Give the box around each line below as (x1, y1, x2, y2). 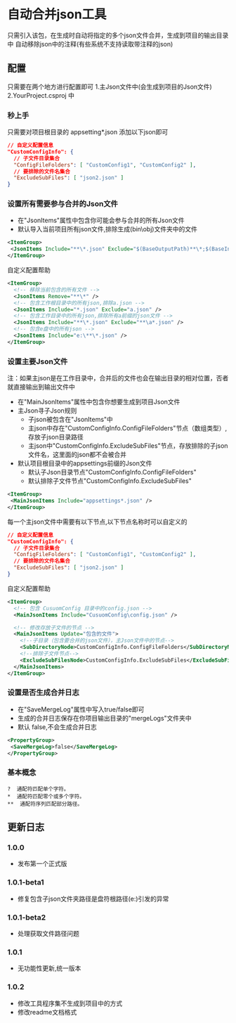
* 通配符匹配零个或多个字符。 (7, 792, 86, 800)
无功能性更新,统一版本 (17, 964, 81, 972)
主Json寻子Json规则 (17, 406, 77, 415)
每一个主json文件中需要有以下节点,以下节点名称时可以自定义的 (7, 517, 188, 526)
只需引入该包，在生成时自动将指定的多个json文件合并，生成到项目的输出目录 (7, 31, 229, 39)
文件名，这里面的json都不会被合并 (27, 451, 127, 459)
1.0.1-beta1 (7, 877, 44, 887)
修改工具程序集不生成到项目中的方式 (17, 999, 123, 1008)
